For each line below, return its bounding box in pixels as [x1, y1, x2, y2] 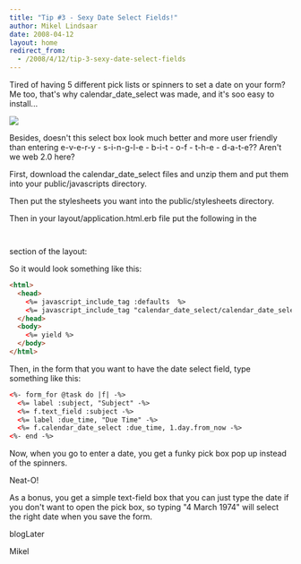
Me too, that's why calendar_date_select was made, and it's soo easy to [9, 89, 275, 99]
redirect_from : [9, 47, 66, 56]
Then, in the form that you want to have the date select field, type [9, 363, 251, 374]
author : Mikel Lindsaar [9, 21, 99, 30]
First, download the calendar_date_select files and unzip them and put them [9, 169, 289, 179]
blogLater [9, 529, 45, 540]
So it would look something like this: [9, 263, 142, 274]
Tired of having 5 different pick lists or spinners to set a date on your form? [9, 80, 286, 90]
